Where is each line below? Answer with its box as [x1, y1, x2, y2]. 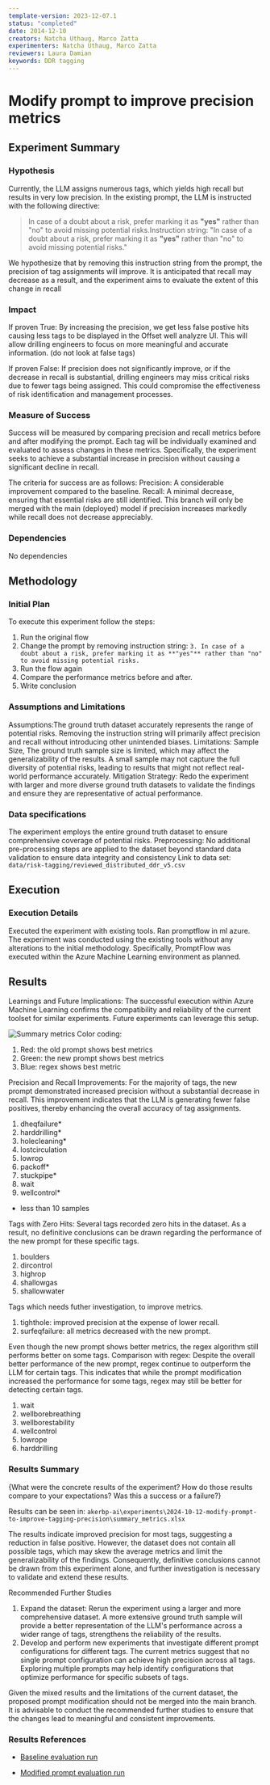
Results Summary [8, 1464, 80, 1475]
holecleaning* [19, 1137, 67, 1146]
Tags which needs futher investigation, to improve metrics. [8, 1302, 204, 1312]
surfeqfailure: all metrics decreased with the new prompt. [19, 1327, 211, 1336]
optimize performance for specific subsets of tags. [19, 1672, 189, 1682]
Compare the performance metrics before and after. [19, 673, 193, 682]
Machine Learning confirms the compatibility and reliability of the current [8, 1005, 251, 1015]
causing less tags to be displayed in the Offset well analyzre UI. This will [8, 331, 248, 340]
